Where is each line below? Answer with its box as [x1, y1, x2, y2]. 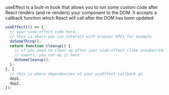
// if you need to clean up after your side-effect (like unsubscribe [14, 48, 165, 53]
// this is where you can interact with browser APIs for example [10, 34, 152, 39]
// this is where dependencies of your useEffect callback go [10, 71, 143, 76]
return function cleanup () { [10, 43, 71, 48]
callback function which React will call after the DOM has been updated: [5, 15, 155, 21]
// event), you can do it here [14, 53, 80, 58]
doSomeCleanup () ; [14, 57, 51, 62]
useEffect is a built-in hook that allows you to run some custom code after [5, 5, 158, 10]
